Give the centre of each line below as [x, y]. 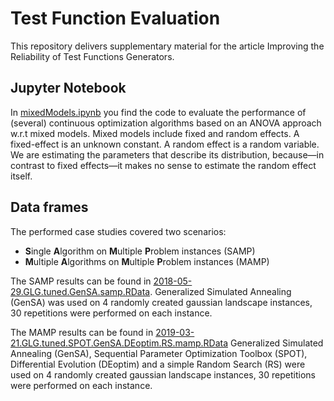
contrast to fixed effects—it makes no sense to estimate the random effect [163, 165]
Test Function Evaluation [115, 18]
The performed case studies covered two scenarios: [118, 231]
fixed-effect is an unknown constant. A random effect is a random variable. [165, 144]
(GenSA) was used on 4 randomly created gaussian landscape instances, [161, 302]
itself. [21, 176]
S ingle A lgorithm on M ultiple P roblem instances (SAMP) [140, 251]
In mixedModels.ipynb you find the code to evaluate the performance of [158, 112]
